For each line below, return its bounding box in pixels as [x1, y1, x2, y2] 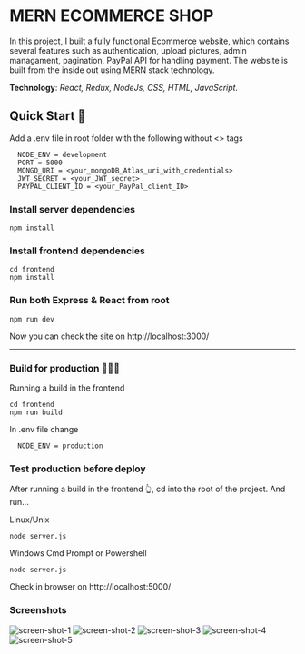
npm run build [9, 408, 64, 417]
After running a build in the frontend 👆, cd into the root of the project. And [9, 483, 286, 495]
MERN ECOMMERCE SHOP [9, 5, 214, 26]
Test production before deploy [9, 462, 147, 475]
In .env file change [9, 423, 79, 434]
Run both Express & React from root [9, 294, 170, 307]
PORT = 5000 [17, 158, 64, 167]
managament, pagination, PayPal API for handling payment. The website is [9, 54, 289, 65]
